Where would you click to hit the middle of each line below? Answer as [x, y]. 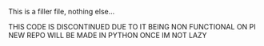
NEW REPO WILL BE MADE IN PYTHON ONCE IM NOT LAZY [108, 35]
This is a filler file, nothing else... [62, 11]
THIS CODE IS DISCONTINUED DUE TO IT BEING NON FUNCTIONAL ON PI [132, 27]
